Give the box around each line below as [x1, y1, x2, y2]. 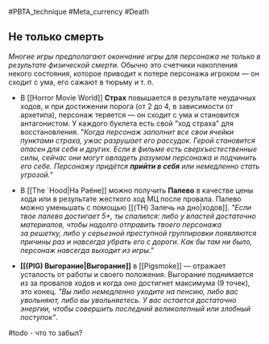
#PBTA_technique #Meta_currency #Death [8, 7, 149, 16]
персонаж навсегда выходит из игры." [19, 245, 155, 255]
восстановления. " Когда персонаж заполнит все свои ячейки [19, 126, 234, 136]
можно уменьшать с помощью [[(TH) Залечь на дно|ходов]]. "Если [19, 202, 252, 212]
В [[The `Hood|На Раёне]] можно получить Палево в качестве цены [19, 185, 254, 195]
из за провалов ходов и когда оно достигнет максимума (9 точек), [19, 278, 250, 288]
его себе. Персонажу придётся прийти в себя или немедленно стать [19, 161, 260, 171]
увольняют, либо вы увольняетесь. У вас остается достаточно [19, 295, 237, 305]
